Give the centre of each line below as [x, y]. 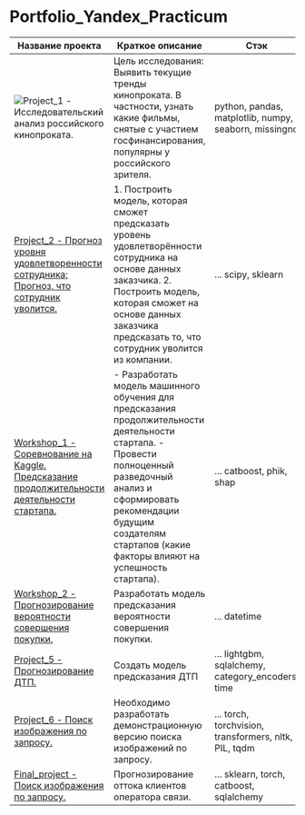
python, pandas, [249, 106]
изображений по [150, 748]
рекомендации [146, 511]
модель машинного [157, 385]
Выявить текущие [152, 72]
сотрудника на [146, 257]
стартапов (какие [152, 544]
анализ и [133, 488]
